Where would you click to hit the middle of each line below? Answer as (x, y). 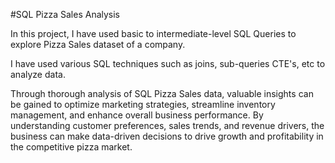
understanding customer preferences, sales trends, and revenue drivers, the (167, 125)
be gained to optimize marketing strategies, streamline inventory (143, 104)
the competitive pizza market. (71, 147)
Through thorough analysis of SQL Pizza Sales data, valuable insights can (162, 93)
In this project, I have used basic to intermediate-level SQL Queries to (153, 33)
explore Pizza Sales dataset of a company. (98, 44)
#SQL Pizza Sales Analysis (65, 14)
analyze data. (38, 74)
